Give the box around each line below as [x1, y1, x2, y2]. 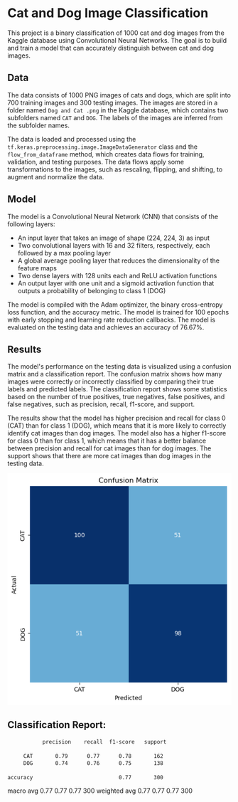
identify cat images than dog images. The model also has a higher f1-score [7, 429, 227, 438]
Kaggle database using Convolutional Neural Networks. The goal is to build [7, 36, 227, 44]
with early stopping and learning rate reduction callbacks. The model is [7, 315, 215, 324]
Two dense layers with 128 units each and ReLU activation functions [17, 271, 217, 280]
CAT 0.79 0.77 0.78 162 [23, 753, 163, 760]
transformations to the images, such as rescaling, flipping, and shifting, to [7, 165, 223, 174]
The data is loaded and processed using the [7, 134, 136, 143]
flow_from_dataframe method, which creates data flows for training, [7, 149, 205, 158]
